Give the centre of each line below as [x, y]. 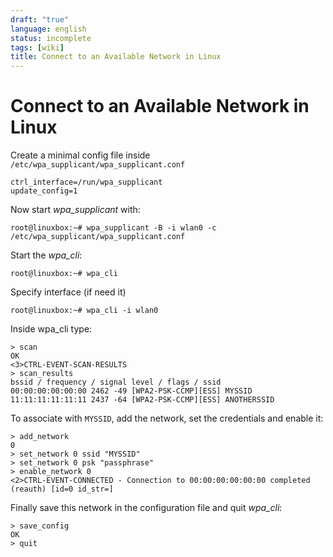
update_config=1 [44, 191]
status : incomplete [51, 38]
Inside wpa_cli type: [51, 329]
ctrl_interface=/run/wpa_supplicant [86, 182]
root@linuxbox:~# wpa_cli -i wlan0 [84, 311]
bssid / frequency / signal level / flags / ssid [116, 382]
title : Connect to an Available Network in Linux [116, 57]
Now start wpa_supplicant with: [75, 210]
